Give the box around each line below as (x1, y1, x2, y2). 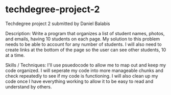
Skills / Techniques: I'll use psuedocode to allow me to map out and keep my (5, 62, 166, 68)
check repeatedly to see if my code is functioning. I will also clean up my (5, 73, 158, 79)
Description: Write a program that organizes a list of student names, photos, (5, 30, 165, 36)
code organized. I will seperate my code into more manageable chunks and (5, 67, 163, 74)
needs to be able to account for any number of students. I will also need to (5, 41, 162, 47)
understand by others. (5, 83, 52, 90)
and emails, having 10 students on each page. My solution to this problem (5, 36, 160, 42)
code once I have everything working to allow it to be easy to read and (5, 78, 154, 84)
